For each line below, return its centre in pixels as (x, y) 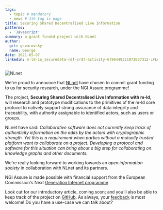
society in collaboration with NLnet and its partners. (57, 168)
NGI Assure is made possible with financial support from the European (75, 177)
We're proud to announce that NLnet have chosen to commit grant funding (80, 83)
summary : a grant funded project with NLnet (51, 37)
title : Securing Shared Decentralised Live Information (63, 23)
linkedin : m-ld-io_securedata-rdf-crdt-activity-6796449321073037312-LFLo (82, 59)
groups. (13, 118)
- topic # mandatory (30, 14)
